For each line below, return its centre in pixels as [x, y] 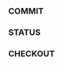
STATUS [25, 32]
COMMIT [26, 11]
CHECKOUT [31, 53]
